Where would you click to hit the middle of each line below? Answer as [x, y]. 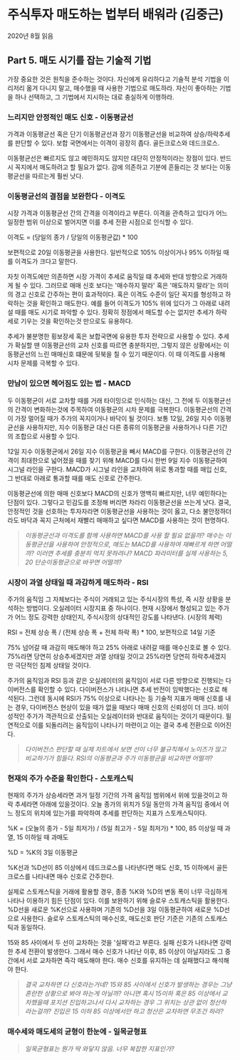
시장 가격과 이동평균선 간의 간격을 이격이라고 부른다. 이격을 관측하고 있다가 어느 [118, 213]
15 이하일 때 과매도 [43, 837]
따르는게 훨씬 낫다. [58, 176]
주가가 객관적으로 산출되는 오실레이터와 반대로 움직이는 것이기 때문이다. [125, 716]
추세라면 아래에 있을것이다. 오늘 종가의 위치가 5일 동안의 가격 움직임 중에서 [118, 804]
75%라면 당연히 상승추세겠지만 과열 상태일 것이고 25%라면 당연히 [99, 656]
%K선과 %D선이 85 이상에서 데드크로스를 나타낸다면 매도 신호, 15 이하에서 [111, 868]
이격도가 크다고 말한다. [46, 261]
